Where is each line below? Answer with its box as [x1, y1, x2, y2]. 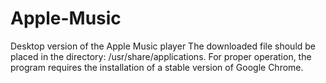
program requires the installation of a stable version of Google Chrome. [10, 61, 304, 73]
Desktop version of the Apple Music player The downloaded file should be [10, 40, 317, 52]
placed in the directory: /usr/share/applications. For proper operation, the [10, 50, 312, 62]
